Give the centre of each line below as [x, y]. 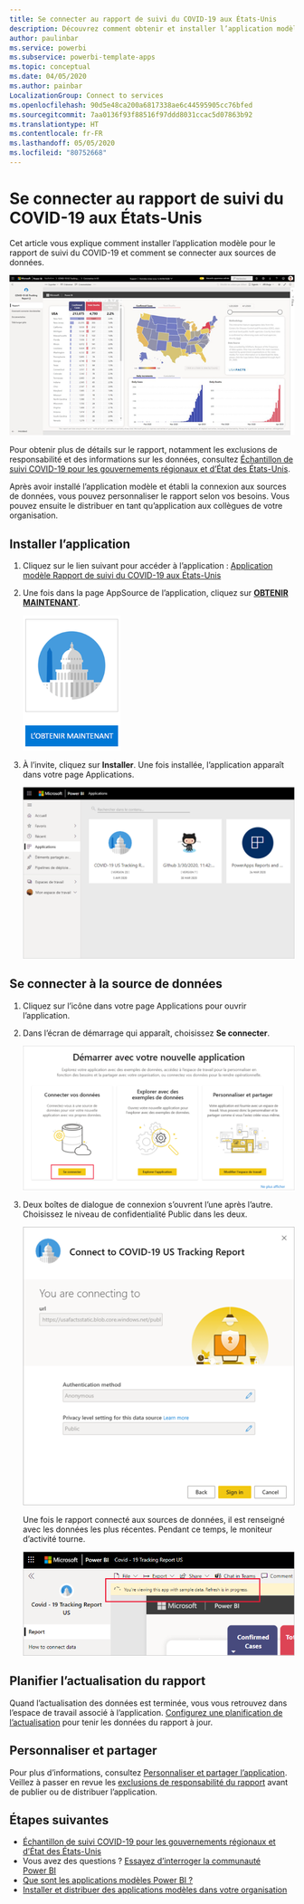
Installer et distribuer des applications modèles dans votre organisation [155, 1890]
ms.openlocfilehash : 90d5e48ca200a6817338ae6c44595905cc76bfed [131, 105]
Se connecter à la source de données [116, 984]
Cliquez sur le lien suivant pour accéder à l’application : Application [147, 566]
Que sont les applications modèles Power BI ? [107, 1880]
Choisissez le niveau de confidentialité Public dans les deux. [135, 1214]
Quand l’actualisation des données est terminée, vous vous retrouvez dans [148, 1703]
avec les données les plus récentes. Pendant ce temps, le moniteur [147, 1529]
